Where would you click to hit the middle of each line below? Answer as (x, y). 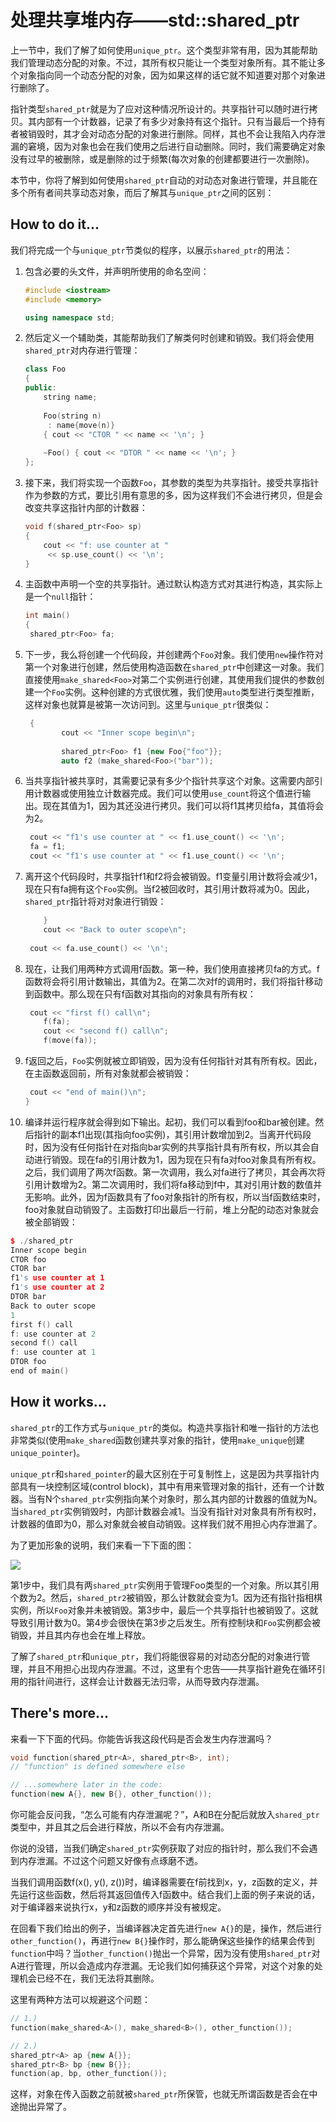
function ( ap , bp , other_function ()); (89, 2074)
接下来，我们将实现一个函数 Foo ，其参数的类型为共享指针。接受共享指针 (172, 482)
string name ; (70, 397)
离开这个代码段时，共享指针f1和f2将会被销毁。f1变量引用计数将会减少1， (173, 876)
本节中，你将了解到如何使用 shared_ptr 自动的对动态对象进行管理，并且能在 (164, 180)
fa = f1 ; (48, 847)
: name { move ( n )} (81, 425)
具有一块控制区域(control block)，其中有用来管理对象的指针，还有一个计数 (171, 1486)
